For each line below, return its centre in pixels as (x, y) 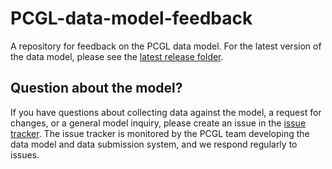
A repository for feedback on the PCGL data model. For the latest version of (166, 46)
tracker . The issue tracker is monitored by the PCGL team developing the (160, 133)
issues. (25, 154)
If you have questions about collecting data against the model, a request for (166, 112)
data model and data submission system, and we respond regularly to (154, 144)
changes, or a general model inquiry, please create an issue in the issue (158, 123)
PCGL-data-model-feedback (131, 18)
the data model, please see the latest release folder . (117, 56)
